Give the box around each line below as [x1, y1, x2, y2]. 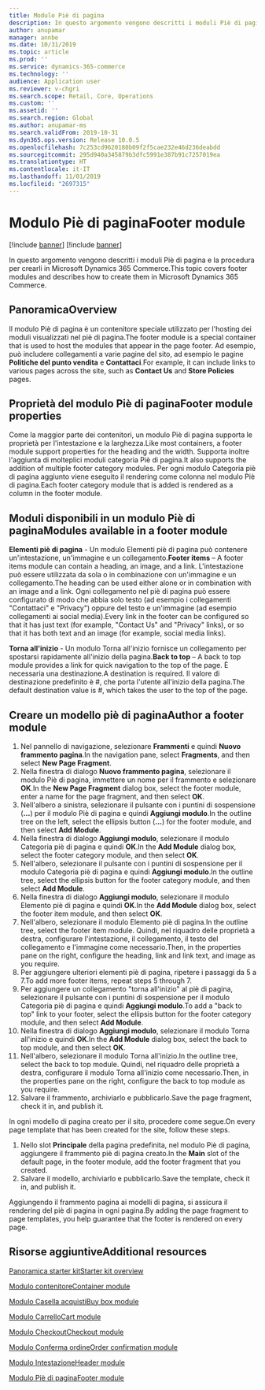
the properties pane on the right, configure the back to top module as [20, 1076, 245, 1085]
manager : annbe [9, 33, 59, 42]
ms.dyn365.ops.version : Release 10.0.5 [9, 135, 140, 144]
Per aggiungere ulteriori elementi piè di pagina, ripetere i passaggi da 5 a [20, 967, 257, 977]
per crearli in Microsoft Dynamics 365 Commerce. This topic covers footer [9, 263, 248, 272]
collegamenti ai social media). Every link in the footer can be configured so [9, 612, 249, 621]
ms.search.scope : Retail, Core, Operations [9, 92, 154, 100]
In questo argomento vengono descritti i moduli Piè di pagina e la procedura [9, 255, 255, 265]
